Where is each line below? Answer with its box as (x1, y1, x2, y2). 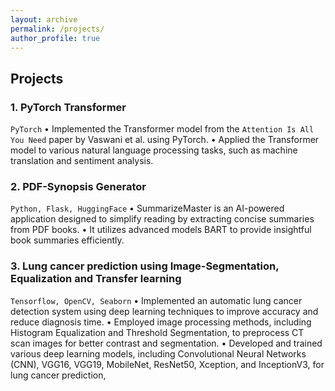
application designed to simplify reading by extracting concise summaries (10, 213, 315, 225)
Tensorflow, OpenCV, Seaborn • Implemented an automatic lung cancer (10, 294, 303, 306)
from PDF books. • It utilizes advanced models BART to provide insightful (10, 224, 312, 236)
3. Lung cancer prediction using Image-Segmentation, (10, 259, 280, 273)
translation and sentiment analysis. (10, 155, 154, 167)
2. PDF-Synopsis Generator (10, 179, 147, 193)
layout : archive (10, 14, 78, 25)
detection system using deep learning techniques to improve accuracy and (10, 305, 319, 317)
